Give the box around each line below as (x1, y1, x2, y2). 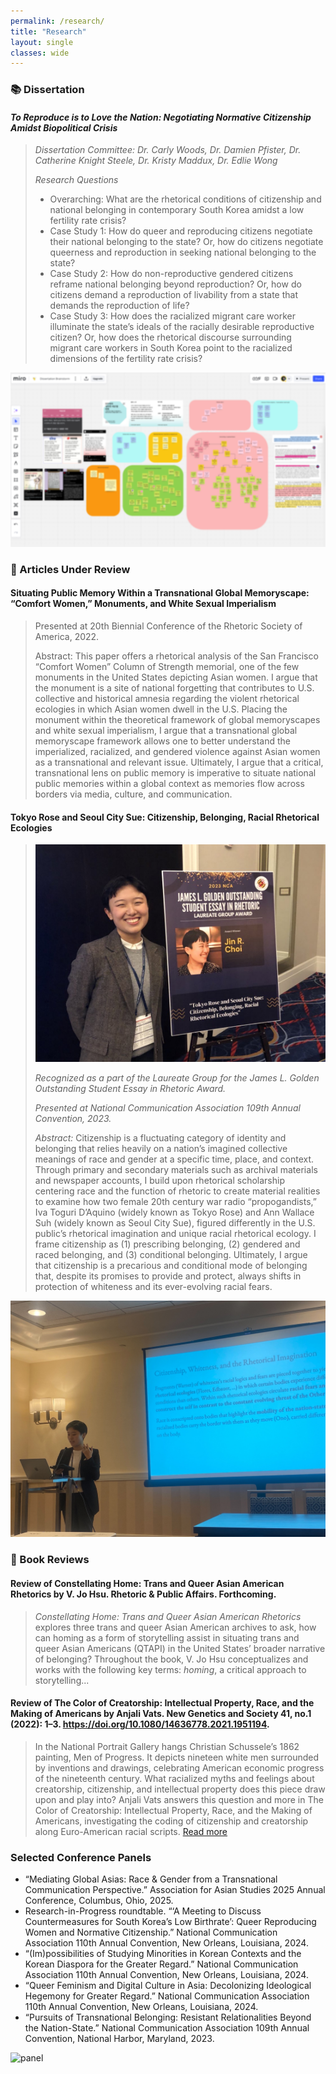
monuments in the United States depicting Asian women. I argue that (34, 671, 318, 684)
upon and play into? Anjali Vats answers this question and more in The (34, 1793, 324, 1805)
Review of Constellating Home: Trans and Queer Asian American (10, 1577, 285, 1589)
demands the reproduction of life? (49, 300, 190, 312)
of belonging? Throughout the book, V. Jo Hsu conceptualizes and (34, 1653, 309, 1665)
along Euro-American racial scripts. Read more (34, 1825, 228, 1837)
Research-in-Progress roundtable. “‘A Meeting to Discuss (24, 1905, 262, 1917)
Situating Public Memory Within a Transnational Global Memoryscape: (10, 587, 310, 599)
